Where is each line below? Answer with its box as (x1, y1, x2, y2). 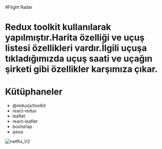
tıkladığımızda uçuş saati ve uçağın (5, 53, 153, 64)
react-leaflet (12, 118, 38, 124)
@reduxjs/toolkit (12, 102, 46, 108)
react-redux (12, 108, 37, 114)
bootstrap (12, 124, 33, 130)
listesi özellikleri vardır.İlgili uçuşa (5, 43, 147, 54)
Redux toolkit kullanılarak (5, 22, 111, 33)
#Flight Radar (5, 4, 33, 10)
